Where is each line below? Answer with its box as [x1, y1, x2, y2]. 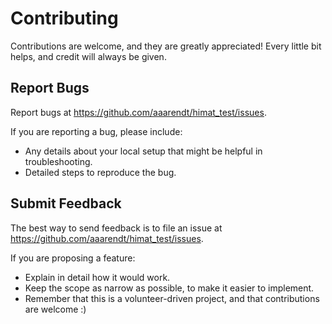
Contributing [10, 7, 119, 30]
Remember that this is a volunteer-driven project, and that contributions [24, 292, 320, 304]
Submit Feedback [10, 195, 122, 212]
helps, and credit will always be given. [10, 50, 167, 62]
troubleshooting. [24, 155, 93, 167]
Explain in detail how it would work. [24, 271, 171, 283]
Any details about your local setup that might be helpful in [24, 145, 263, 157]
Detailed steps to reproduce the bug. [24, 166, 177, 178]
